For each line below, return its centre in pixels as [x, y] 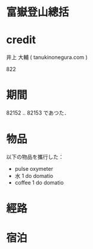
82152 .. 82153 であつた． [38, 113]
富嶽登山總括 [38, 12]
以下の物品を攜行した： [35, 157]
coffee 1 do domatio [39, 182]
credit [21, 40]
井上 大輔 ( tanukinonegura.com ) [47, 57]
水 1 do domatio [34, 176]
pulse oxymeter [34, 169]
